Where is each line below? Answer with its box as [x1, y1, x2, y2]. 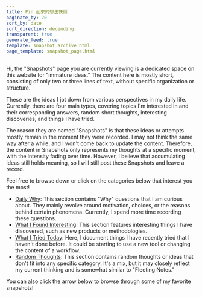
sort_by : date [6, 20, 42, 26]
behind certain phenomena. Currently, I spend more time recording [14, 208, 181, 215]
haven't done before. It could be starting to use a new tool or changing [14, 240, 191, 247]
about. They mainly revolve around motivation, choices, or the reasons [14, 201, 191, 209]
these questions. [14, 214, 57, 221]
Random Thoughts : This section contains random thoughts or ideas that [14, 253, 194, 260]
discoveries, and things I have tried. [6, 115, 95, 122]
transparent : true [6, 31, 52, 38]
